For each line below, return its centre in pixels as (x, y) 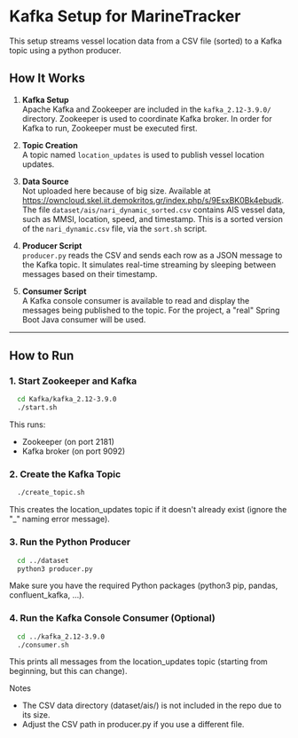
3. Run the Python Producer (70, 542)
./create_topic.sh (51, 493)
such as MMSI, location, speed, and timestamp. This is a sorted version (153, 218)
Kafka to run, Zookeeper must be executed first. (110, 128)
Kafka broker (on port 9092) (74, 451)
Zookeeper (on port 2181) (68, 442)
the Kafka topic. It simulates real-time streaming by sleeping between (149, 265)
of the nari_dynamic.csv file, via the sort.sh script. (114, 228)
